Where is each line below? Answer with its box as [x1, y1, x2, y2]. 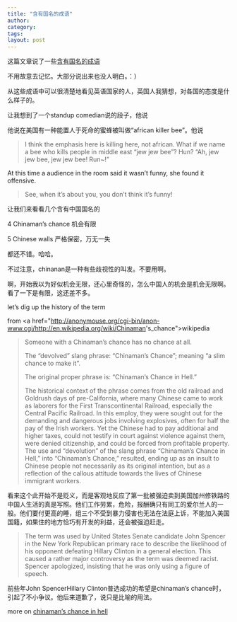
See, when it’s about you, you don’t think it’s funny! [24, 190, 173, 199]
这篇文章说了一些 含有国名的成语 [7, 57, 100, 66]
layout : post [7, 37, 46, 44]
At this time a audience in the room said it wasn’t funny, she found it [7, 169, 205, 178]
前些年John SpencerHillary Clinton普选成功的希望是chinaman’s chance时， [7, 584, 226, 593]
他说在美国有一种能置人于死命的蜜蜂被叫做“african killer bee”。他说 [7, 126, 204, 134]
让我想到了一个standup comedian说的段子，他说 [7, 111, 148, 120]
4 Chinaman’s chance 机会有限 [7, 220, 97, 229]
